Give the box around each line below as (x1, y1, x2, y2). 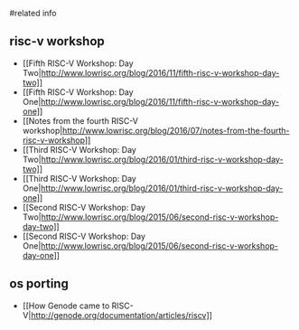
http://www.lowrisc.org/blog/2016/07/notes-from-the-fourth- (61, 125, 291, 136)
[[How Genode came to (22, 300, 110, 311)
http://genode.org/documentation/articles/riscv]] (31, 309, 212, 320)
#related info (9, 8, 57, 18)
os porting (9, 276, 70, 292)
